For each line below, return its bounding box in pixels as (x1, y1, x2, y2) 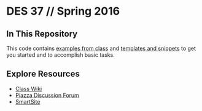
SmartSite (15, 98, 41, 105)
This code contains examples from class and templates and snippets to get (6, 45, 196, 52)
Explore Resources (6, 69, 80, 79)
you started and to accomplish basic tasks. (6, 51, 115, 59)
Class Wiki (15, 85, 42, 92)
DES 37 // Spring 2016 (6, 4, 120, 18)
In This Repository (6, 29, 78, 39)
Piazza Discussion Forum (15, 91, 80, 99)
